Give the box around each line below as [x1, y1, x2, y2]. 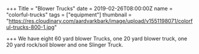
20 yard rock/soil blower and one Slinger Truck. [6, 41, 124, 48]
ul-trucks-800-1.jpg [6, 23, 55, 31]
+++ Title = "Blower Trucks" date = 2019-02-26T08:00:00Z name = [6, 5, 173, 12]
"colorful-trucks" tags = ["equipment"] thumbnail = [6, 11, 132, 18]
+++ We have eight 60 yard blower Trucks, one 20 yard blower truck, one [6, 35, 188, 42]
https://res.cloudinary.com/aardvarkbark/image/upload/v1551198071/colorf [8, 18, 193, 24]
